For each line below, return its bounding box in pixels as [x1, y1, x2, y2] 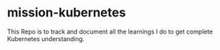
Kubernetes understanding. [7, 34, 85, 42]
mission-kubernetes [7, 5, 126, 21]
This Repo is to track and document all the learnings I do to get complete [7, 27, 213, 36]
